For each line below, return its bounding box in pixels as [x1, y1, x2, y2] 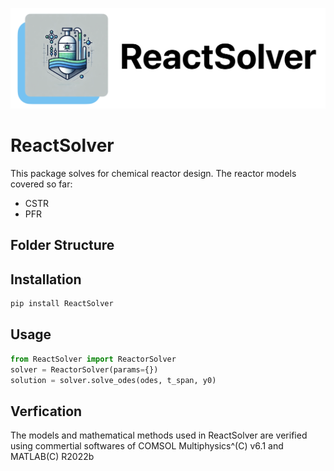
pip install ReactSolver [10, 299, 114, 309]
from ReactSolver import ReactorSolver [10, 354, 177, 364]
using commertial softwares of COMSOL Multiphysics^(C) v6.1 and [10, 440, 284, 452]
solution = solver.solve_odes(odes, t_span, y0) [10, 375, 217, 385]
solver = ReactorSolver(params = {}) [10, 364, 159, 375]
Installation [10, 271, 82, 288]
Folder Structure [10, 237, 115, 254]
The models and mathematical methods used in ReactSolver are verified [10, 429, 308, 442]
